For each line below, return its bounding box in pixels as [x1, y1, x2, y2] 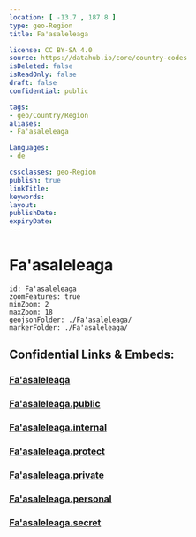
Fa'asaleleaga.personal [9, 493, 112, 505]
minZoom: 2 [9, 300, 49, 308]
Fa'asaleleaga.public [9, 398, 101, 410]
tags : [9, 103, 29, 112]
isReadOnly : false [9, 70, 77, 80]
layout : [9, 200, 38, 209]
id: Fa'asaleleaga [9, 284, 77, 293]
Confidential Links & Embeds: [9, 347, 175, 362]
